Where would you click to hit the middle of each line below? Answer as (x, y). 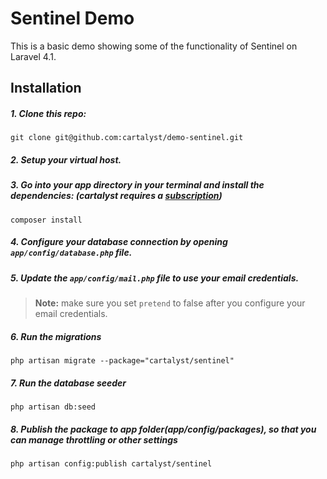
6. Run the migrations (56, 336)
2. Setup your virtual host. (66, 159)
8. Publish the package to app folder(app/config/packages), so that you (163, 429)
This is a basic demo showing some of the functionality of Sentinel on (154, 46)
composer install (46, 220)
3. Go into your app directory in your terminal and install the (137, 185)
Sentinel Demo (72, 18)
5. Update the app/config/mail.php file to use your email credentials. (155, 278)
